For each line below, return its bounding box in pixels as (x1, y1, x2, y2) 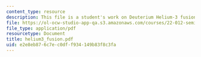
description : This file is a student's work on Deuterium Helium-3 (6, 14, 178, 20)
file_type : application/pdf (6, 25, 77, 31)
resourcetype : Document (6, 31, 66, 37)
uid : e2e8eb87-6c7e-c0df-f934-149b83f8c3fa (6, 42, 117, 48)
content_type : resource (6, 8, 66, 15)
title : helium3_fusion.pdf (6, 36, 74, 42)
